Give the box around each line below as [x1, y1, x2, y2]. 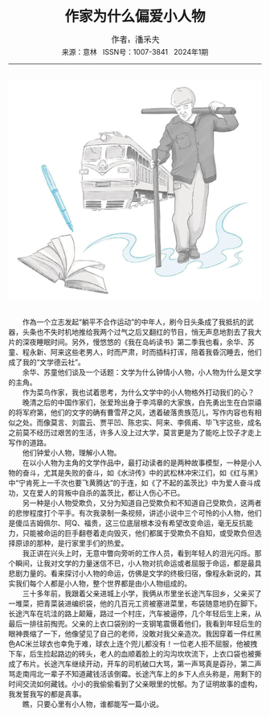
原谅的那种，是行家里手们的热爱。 [14, 538, 129, 548]
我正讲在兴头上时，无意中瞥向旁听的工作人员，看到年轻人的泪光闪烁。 [22, 548, 255, 558]
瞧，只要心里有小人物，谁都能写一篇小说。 [22, 699, 163, 709]
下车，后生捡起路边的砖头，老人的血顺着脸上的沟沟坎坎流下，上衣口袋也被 [8, 648, 255, 658]
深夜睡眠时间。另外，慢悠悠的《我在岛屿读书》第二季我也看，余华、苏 [22, 337, 255, 347]
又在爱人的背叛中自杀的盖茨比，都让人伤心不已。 [22, 488, 185, 497]
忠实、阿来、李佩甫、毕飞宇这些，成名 [134, 418, 262, 427]
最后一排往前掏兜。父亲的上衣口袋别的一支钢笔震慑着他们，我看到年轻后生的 [8, 619, 262, 628]
